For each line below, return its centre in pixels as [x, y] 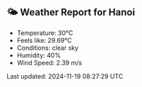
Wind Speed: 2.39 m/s [49, 62]
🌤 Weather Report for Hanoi [71, 12]
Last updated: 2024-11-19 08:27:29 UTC [65, 76]
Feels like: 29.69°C [44, 40]
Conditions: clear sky [48, 48]
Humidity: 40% [39, 55]
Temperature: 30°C [45, 33]
